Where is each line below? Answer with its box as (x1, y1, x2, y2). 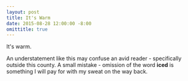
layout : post (6, 9, 40, 15)
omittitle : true (6, 26, 48, 33)
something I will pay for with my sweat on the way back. (6, 68, 148, 75)
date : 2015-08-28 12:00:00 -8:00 (6, 20, 92, 26)
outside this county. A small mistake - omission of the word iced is (6, 61, 174, 69)
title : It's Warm (6, 15, 51, 21)
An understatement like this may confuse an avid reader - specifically (6, 55, 182, 62)
